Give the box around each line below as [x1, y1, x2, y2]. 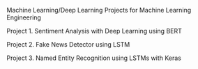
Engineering [6, 13, 41, 22]
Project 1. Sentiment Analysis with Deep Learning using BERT [6, 27, 183, 35]
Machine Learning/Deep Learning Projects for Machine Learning [6, 6, 192, 14]
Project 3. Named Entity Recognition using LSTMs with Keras [6, 54, 182, 62]
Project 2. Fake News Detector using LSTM [6, 40, 130, 48]
